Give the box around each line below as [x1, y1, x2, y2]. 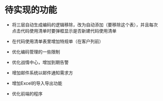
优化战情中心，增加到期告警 [11, 59, 69, 65]
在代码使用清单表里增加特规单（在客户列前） [11, 38, 104, 44]
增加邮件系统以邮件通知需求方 [11, 69, 73, 75]
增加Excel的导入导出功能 [11, 80, 63, 86]
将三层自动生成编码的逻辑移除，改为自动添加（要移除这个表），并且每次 [11, 22, 158, 28]
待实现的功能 [4, 4, 58, 16]
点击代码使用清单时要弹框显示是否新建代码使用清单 [11, 28, 117, 34]
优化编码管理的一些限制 [11, 49, 60, 55]
